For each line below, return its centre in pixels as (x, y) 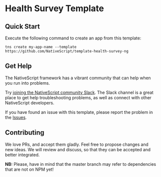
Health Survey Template (54, 9)
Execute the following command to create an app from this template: (73, 38)
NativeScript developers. (30, 103)
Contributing (25, 133)
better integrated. (22, 155)
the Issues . (16, 117)
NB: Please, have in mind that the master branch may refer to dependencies (80, 164)
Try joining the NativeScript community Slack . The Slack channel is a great (79, 92)
